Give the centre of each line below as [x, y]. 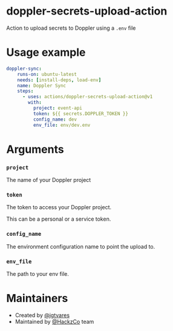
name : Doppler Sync [42, 85]
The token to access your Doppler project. [59, 207]
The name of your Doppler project [49, 179]
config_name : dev [55, 119]
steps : [25, 91]
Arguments [35, 149]
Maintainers [37, 299]
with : [35, 102]
